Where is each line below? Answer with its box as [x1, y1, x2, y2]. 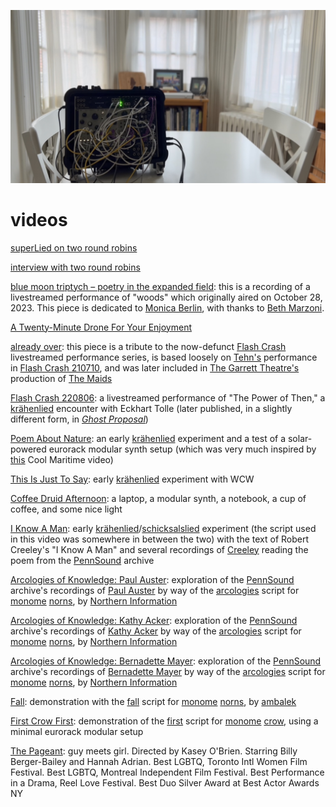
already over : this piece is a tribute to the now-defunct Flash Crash [10, 340, 287, 352]
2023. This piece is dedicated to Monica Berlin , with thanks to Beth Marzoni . [10, 301, 325, 314]
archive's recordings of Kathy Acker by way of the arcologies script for [10, 625, 302, 637]
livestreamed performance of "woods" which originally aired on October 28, [10, 291, 323, 303]
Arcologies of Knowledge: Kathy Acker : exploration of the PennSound [10, 614, 298, 626]
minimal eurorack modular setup [10, 725, 144, 737]
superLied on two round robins [10, 241, 138, 254]
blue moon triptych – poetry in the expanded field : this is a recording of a [10, 280, 311, 292]
